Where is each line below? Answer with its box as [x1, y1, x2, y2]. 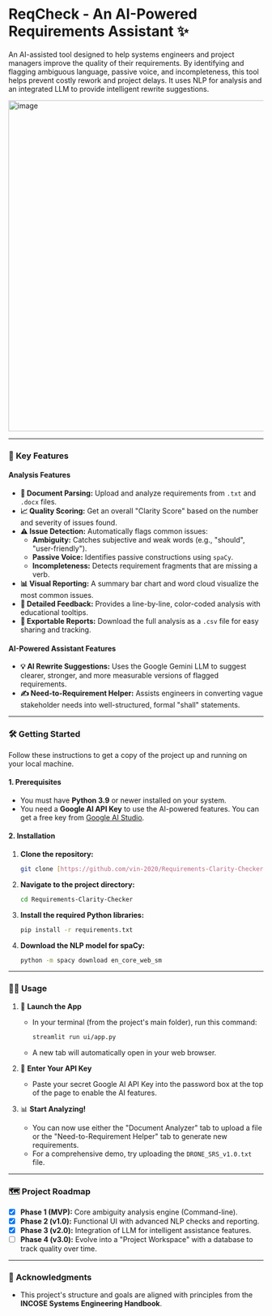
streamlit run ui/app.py [32, 1032, 117, 1041]
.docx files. [19, 497, 57, 507]
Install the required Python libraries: [19, 910, 144, 920]
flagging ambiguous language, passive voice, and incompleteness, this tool [8, 67, 259, 76]
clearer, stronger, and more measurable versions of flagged [19, 671, 219, 681]
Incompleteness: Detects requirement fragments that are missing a [32, 561, 258, 571]
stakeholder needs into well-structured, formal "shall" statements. [19, 700, 240, 710]
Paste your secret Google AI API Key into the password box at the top [32, 1079, 264, 1089]
